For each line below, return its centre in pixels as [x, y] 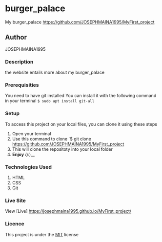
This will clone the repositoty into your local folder [62, 149]
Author [16, 37]
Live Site [15, 201]
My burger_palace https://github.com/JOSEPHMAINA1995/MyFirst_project [80, 22]
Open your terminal [31, 133]
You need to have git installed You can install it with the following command [81, 96]
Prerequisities [22, 85]
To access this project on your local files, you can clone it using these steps [81, 124]
